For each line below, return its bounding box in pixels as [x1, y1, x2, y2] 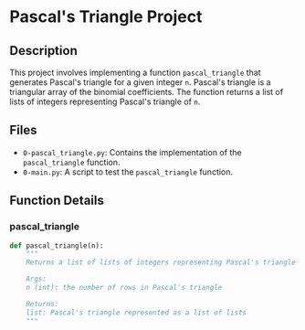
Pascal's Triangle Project [9, 6, 203, 27]
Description [9, 43, 78, 59]
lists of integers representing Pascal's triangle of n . [9, 96, 201, 107]
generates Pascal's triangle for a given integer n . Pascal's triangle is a [9, 77, 271, 88]
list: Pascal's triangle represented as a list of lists [26, 308, 247, 317]
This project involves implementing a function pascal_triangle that [9, 67, 262, 78]
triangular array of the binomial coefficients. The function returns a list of [9, 87, 284, 97]
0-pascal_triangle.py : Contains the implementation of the [22, 146, 242, 157]
